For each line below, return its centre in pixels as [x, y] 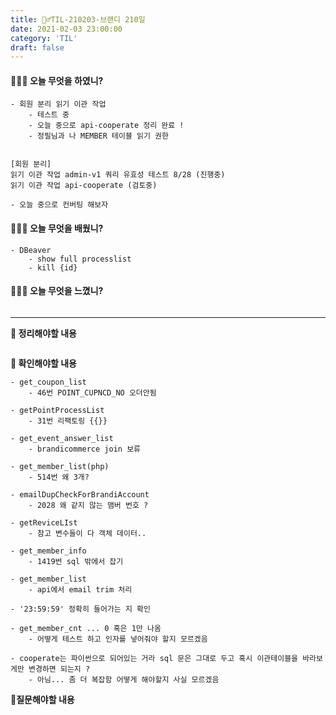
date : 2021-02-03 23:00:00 [66, 29]
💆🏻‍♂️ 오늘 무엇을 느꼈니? [57, 291]
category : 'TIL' [44, 38]
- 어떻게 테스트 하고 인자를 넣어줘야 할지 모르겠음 [118, 639]
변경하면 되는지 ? [59, 669]
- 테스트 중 [49, 115]
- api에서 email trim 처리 [80, 589]
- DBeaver [31, 250]
